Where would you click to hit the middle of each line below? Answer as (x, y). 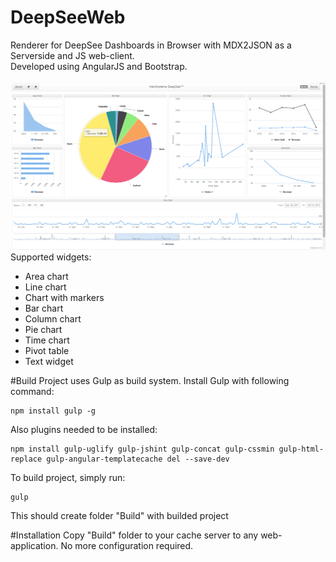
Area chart (46, 277)
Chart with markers (64, 298)
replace (26, 459)
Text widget (49, 362)
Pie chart (43, 330)
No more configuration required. (127, 546)
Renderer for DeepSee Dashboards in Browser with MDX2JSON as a (151, 45)
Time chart (47, 340)
